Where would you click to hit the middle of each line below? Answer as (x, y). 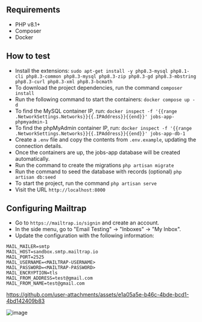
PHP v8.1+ (28, 24)
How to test (28, 56)
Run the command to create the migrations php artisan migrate (94, 165)
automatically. (32, 158)
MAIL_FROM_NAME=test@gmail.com (46, 283)
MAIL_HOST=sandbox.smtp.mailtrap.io (52, 252)
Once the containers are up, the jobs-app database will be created (97, 152)
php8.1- (180, 71)
